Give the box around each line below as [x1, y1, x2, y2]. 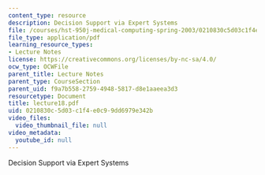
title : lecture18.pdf [8, 99, 80, 107]
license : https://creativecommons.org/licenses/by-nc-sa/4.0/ [8, 56, 217, 64]
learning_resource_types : [8, 41, 93, 49]
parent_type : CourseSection [8, 77, 101, 85]
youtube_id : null [15, 136, 73, 144]
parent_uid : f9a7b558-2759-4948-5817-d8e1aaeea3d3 [8, 84, 178, 93]
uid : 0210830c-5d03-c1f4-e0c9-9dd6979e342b [8, 107, 154, 115]
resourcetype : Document [8, 92, 87, 100]
